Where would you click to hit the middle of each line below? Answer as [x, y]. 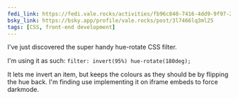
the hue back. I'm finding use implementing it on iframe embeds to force [113, 82]
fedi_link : [23, 14]
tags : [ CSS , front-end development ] [61, 27]
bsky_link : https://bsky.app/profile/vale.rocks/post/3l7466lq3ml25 [110, 21]
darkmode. [23, 90]
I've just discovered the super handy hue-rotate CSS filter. [92, 47]
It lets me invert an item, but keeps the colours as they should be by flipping [118, 74]
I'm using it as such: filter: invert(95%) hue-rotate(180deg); [99, 61]
